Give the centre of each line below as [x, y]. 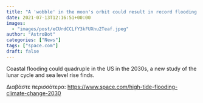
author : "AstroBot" [31, 35]
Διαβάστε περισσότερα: [36, 87]
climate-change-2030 [34, 93]
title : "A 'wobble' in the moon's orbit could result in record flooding [102, 12]
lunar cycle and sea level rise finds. [50, 75]
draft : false [23, 51]
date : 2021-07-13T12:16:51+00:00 [49, 18]
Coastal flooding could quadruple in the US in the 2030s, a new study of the [101, 68]
